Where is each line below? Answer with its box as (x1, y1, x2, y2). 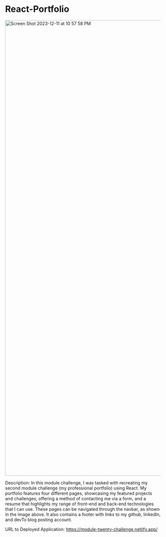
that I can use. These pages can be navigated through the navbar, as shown (5, 506, 160, 512)
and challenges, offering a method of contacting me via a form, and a (5, 495, 146, 501)
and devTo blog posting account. (5, 517, 73, 523)
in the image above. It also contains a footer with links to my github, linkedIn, (5, 511, 161, 517)
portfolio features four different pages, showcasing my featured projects (5, 490, 152, 496)
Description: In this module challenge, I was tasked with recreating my (5, 479, 148, 485)
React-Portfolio (5, 3, 70, 15)
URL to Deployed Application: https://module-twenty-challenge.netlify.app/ (5, 526, 158, 532)
